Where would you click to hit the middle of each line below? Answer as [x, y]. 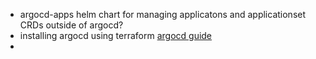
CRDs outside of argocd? [71, 25]
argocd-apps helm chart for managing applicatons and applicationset [163, 14]
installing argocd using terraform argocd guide [116, 35]
